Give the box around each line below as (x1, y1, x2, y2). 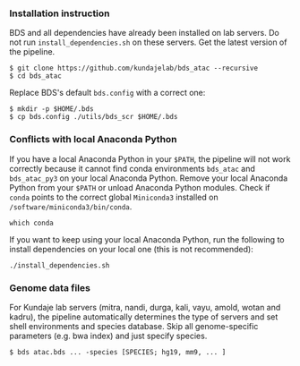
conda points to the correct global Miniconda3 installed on (9, 192, 219, 202)
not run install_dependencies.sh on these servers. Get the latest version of (9, 37, 287, 47)
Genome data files (9, 281, 91, 294)
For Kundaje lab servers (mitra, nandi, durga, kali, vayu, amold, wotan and (9, 302, 281, 312)
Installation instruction (9, 7, 110, 20)
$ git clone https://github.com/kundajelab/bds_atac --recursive (9, 64, 258, 73)
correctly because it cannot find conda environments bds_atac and (9, 163, 255, 174)
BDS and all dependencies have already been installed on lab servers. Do (9, 28, 279, 38)
